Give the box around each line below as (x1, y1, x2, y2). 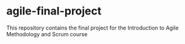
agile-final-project (6, 4, 102, 18)
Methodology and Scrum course (6, 30, 88, 37)
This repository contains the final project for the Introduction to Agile (6, 24, 179, 31)
